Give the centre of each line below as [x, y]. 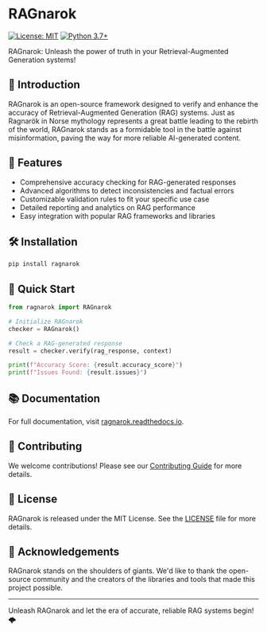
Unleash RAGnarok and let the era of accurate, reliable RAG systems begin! [131, 611]
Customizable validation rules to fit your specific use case [114, 199]
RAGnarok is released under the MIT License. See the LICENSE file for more [132, 518]
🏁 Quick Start [42, 289]
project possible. [36, 588]
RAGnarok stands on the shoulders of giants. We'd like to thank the [118, 571]
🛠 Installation [43, 242]
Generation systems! [42, 60]
